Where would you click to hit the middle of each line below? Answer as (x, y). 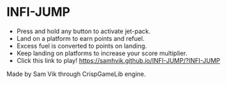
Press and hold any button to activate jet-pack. (83, 31)
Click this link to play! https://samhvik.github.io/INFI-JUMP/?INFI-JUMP (118, 60)
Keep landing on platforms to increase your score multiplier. (102, 53)
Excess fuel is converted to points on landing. (82, 46)
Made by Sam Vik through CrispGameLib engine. (76, 74)
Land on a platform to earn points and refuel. (81, 38)
